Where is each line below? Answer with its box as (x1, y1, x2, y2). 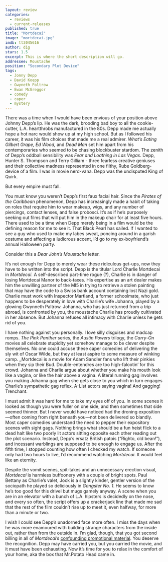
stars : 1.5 (5, 49, 28, 54)
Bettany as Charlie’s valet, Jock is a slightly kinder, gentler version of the (5, 477, 155, 483)
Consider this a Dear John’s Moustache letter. (5, 251, 100, 257)
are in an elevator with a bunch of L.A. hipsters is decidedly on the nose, (5, 494, 154, 500)
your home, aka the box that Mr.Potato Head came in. (5, 551, 116, 557)
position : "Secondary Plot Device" (5, 63, 80, 68)
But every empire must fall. (5, 183, 61, 189)
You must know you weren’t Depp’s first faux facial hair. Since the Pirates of (5, 193, 161, 199)
